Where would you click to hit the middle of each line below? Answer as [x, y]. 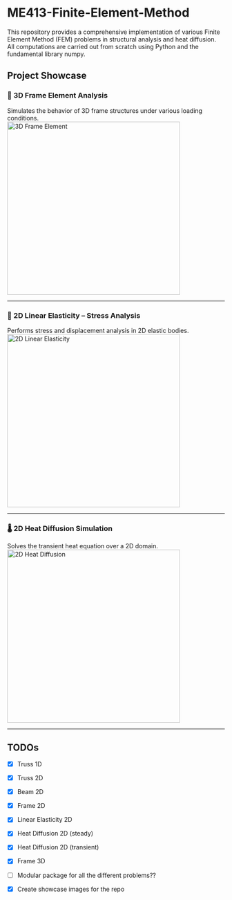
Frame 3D [31, 861]
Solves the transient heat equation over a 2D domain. [83, 546]
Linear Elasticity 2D [45, 820]
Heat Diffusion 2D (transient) [58, 847]
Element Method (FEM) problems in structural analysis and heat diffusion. [112, 39]
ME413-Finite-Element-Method [98, 13]
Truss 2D [30, 778]
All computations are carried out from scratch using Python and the [103, 46]
